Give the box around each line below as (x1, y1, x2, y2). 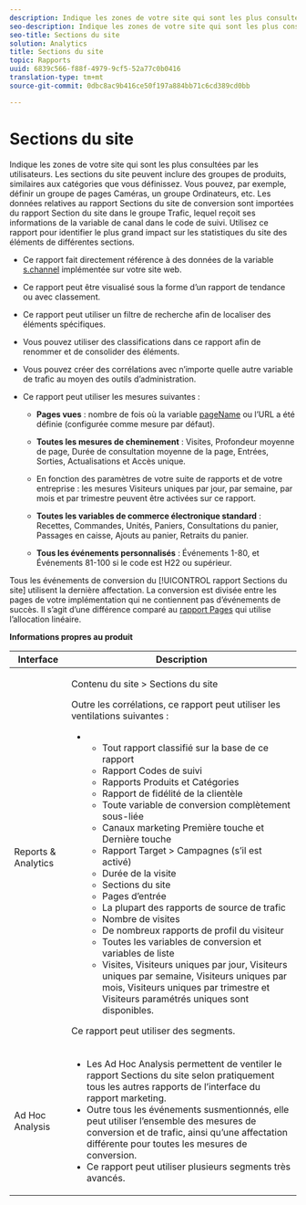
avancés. (86, 1171, 126, 1184)
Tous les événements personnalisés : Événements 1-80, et (36, 547, 260, 558)
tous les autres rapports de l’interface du (86, 1080, 261, 1093)
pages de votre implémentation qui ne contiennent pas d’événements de (9, 594, 280, 605)
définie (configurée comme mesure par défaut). (36, 418, 216, 429)
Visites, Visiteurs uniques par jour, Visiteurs (101, 958, 288, 970)
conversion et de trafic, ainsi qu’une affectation (86, 1126, 289, 1138)
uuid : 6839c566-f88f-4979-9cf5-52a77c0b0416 (9, 65, 181, 74)
